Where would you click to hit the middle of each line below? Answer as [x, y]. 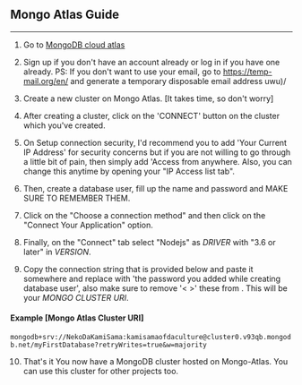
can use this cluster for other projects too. [100, 372]
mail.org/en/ [46, 81]
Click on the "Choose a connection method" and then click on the [144, 215]
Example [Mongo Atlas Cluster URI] [77, 318]
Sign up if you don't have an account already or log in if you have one [151, 62]
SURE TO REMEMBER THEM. [77, 198]
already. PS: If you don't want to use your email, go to [122, 72]
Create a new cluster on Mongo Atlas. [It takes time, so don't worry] [148, 98]
